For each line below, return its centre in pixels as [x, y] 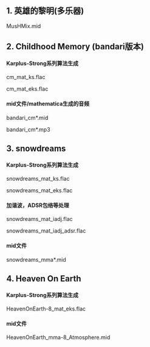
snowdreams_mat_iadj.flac [39, 219]
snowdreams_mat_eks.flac [39, 191]
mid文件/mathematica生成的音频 [48, 103]
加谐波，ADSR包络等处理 [38, 205]
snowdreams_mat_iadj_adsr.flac [46, 231]
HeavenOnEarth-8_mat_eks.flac [46, 309]
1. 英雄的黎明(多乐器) [45, 11]
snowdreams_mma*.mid [36, 259]
